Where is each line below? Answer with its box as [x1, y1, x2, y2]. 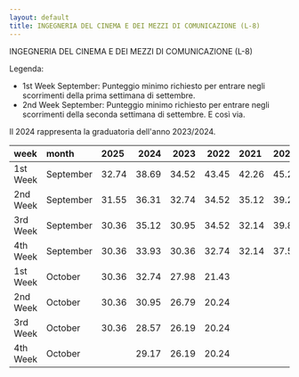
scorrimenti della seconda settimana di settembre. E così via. [21, 109, 246, 119]
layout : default [9, 12, 69, 22]
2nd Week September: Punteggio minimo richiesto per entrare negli [21, 99, 270, 110]
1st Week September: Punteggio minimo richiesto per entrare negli [21, 80, 265, 91]
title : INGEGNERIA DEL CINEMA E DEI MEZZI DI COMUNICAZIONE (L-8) [9, 21, 261, 30]
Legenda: [9, 63, 44, 74]
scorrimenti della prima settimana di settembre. [21, 90, 196, 101]
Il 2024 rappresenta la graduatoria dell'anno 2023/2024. [9, 126, 216, 136]
